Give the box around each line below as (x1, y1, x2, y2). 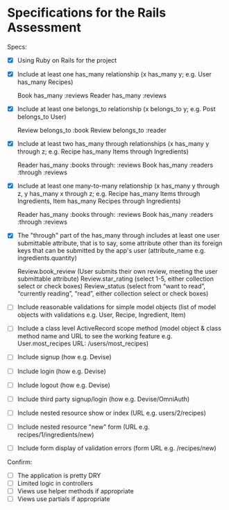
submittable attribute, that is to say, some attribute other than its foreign (17, 239, 223, 247)
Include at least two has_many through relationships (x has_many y (17, 140, 210, 148)
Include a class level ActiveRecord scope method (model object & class (17, 324, 222, 333)
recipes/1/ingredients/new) (17, 430, 94, 438)
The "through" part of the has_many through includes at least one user (17, 231, 220, 240)
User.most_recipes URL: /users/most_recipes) (17, 339, 149, 348)
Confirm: (7, 457, 33, 466)
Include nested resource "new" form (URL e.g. (17, 422, 151, 431)
